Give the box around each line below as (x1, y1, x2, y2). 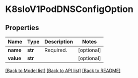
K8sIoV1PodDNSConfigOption (5, 3, 133, 15)
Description (44, 38, 73, 45)
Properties (5, 23, 39, 32)
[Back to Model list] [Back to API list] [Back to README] (5, 67, 121, 73)
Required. (44, 46, 67, 53)
